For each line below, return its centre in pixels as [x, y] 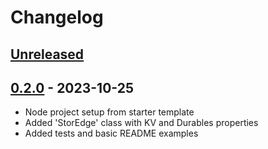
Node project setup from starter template [109, 112]
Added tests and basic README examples [111, 133]
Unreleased [47, 54]
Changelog [57, 17]
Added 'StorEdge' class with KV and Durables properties [141, 123]
